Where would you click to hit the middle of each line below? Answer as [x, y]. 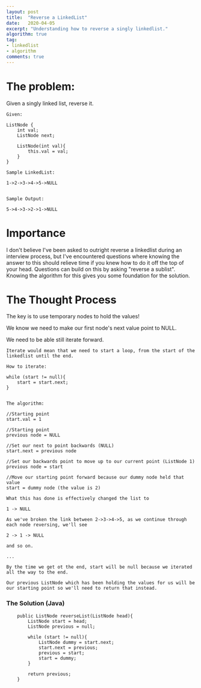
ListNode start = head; [57, 621]
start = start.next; [43, 383]
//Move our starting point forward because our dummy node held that [95, 478]
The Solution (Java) [36, 604]
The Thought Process [61, 300]
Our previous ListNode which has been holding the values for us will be [101, 583]
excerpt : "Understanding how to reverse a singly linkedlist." [87, 29]
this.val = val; [48, 151]
